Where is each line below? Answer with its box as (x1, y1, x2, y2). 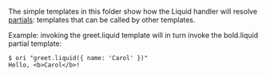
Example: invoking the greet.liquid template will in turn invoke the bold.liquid (8, 31, 259, 40)
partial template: (8, 39, 62, 48)
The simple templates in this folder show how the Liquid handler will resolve (8, 7, 258, 16)
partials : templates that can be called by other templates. (8, 15, 196, 25)
